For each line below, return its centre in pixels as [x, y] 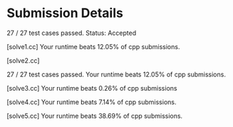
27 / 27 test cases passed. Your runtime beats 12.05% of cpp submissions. [116, 74]
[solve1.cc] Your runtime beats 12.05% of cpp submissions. [93, 46]
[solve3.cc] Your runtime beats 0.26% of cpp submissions [92, 88]
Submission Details [65, 13]
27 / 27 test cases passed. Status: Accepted [72, 33]
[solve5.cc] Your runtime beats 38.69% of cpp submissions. [95, 116]
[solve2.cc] [23, 60]
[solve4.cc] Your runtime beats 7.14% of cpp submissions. [92, 102]
